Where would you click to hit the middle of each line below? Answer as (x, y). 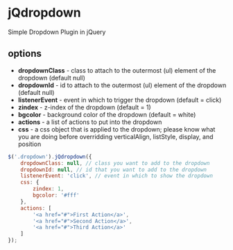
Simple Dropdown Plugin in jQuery (57, 32)
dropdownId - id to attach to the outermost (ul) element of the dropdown (122, 85)
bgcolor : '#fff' (56, 195)
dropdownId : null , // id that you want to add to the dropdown (114, 170)
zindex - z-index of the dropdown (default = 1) (84, 107)
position (29, 144)
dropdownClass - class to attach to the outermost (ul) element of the (117, 70)
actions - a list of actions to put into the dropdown (90, 122)
